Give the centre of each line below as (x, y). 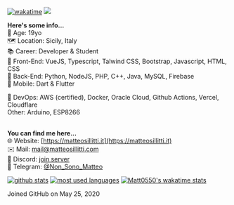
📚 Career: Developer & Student (53, 51)
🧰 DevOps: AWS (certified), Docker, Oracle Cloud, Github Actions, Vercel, (113, 97)
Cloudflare (22, 105)
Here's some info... (36, 25)
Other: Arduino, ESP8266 (44, 112)
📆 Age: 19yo (25, 33)
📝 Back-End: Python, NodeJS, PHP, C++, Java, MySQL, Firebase (101, 76)
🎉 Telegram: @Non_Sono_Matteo (55, 166)
